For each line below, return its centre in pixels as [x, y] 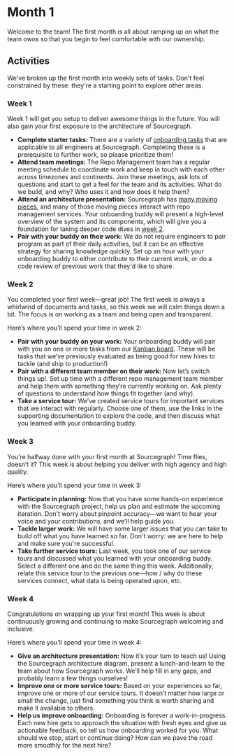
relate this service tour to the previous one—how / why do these [110, 573]
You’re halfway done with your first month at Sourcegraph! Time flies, [107, 456]
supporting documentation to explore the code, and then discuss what [118, 416]
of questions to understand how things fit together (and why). [106, 393]
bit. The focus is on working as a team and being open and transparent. [110, 314]
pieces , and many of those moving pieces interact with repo [104, 206]
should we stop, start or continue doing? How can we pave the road [115, 737]
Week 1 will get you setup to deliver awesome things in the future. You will [114, 119]
